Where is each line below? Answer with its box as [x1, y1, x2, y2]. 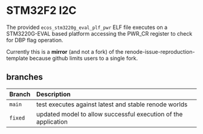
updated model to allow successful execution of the [36, 110, 183, 118]
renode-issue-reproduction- [124, 48, 195, 55]
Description [36, 90, 71, 98]
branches [6, 72, 43, 82]
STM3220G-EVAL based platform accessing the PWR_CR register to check [6, 30, 193, 37]
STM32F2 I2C [6, 4, 77, 18]
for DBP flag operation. [6, 36, 63, 43]
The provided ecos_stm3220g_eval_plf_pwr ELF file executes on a [6, 24, 168, 31]
